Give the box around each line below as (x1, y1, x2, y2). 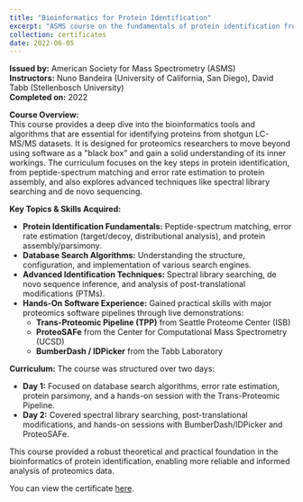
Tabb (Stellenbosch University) (9, 82, 124, 93)
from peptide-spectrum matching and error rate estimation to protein (9, 167, 265, 178)
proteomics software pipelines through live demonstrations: (22, 308, 244, 319)
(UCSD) (35, 336, 65, 348)
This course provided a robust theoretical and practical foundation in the (9, 446, 279, 457)
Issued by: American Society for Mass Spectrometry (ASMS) (9, 63, 236, 74)
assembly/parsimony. (22, 240, 102, 251)
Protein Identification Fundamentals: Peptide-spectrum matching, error (22, 221, 292, 232)
